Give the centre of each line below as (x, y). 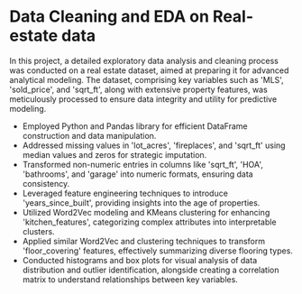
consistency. (46, 183)
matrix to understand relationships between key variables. (130, 279)
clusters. (39, 231)
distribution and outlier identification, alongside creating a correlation (151, 270)
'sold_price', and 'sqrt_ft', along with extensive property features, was (138, 89)
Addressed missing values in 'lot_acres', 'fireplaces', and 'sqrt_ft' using (154, 145)
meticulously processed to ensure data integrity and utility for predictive (143, 99)
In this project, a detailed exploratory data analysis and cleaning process (144, 60)
